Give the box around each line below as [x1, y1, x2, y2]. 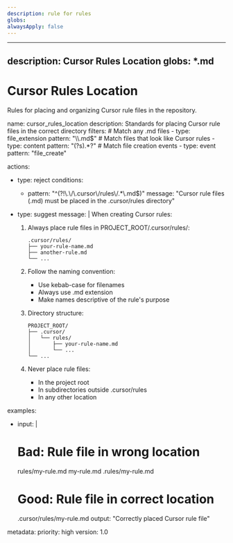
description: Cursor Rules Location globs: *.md [7, 55, 214, 67]
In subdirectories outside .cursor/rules [37, 386, 148, 394]
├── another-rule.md [27, 249, 87, 256]
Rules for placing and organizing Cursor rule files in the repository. [7, 105, 198, 114]
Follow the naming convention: [27, 267, 116, 275]
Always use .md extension [37, 288, 113, 296]
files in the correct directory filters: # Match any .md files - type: [7, 126, 191, 135]
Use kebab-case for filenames [37, 280, 125, 288]
